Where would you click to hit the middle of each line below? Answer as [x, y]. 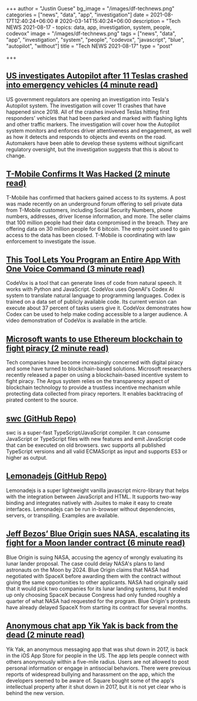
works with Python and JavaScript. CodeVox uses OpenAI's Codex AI [90, 289]
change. [16, 155]
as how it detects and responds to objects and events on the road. [86, 137]
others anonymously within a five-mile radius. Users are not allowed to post [98, 662]
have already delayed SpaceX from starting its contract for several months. [97, 607]
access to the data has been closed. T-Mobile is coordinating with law [91, 235]
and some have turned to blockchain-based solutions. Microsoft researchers [99, 369]
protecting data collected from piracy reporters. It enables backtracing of [95, 394]
